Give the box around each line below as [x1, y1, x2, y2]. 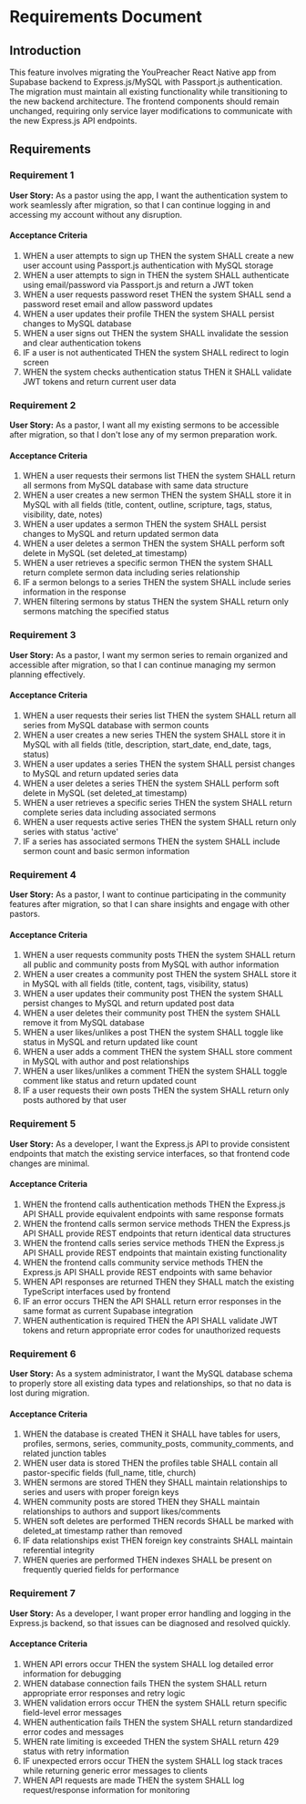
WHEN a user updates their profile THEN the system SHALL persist [22, 308, 275, 319]
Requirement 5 [9, 1118, 76, 1130]
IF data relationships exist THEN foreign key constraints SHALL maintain [22, 1535, 293, 1546]
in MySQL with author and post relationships [22, 1056, 189, 1067]
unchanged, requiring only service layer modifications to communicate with [9, 106, 293, 116]
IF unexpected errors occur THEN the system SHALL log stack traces [22, 1755, 283, 1766]
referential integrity [22, 1545, 95, 1556]
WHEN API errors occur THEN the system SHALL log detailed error [22, 1658, 274, 1669]
